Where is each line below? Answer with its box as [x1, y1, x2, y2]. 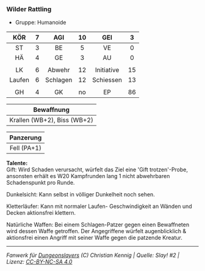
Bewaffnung [33, 106, 70, 114]
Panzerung [9, 133, 42, 142]
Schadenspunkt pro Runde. [6, 179, 75, 187]
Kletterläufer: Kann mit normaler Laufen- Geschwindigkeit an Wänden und [6, 202, 192, 210]
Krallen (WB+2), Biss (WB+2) [9, 116, 93, 124]
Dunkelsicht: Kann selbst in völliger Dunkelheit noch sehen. [6, 191, 156, 198]
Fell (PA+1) [9, 144, 41, 152]
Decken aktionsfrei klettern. [6, 209, 76, 217]
